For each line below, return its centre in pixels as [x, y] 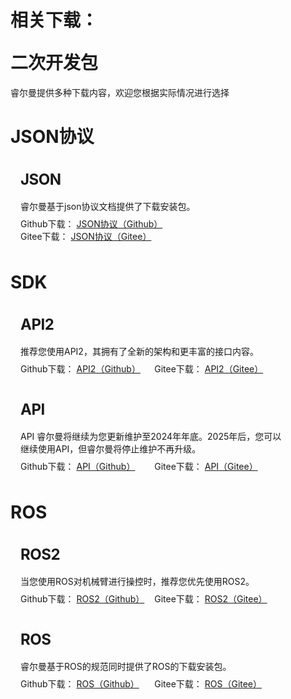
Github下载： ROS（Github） [80, 683]
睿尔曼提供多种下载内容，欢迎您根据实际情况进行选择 [120, 92]
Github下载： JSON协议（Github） [91, 223]
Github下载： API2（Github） [80, 368]
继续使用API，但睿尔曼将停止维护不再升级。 [111, 448]
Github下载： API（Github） [78, 466]
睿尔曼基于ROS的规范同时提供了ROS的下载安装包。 [126, 666]
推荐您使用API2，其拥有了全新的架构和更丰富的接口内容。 [139, 351]
